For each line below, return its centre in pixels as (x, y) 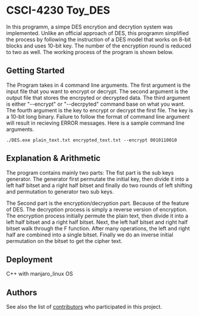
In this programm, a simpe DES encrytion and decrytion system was (89, 27)
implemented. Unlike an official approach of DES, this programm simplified (97, 33)
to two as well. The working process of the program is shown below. (90, 52)
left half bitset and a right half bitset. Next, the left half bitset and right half (97, 222)
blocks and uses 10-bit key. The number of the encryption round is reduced (99, 46)
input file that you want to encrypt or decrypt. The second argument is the (97, 91)
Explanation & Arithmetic (53, 158)
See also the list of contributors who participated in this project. (84, 307)
